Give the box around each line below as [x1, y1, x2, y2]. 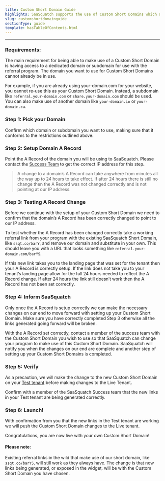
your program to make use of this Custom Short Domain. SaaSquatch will [5, 340, 153, 346]
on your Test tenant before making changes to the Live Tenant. [5, 380, 133, 385]
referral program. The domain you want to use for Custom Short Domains [5, 68, 153, 74]
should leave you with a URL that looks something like [5, 246, 114, 252]
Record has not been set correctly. [5, 281, 75, 287]
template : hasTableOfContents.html [5, 26, 78, 31]
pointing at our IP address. [17, 187, 71, 192]
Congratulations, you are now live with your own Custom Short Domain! [5, 433, 150, 439]
